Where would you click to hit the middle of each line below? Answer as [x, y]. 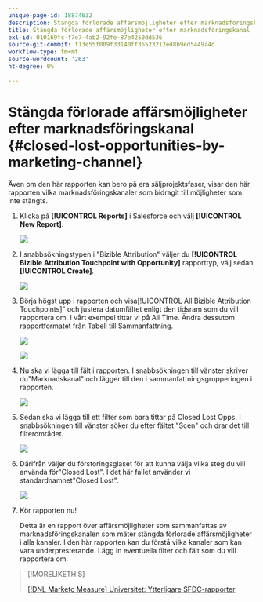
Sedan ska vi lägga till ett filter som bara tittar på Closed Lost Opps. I [130, 417]
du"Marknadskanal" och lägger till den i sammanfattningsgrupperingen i [136, 378]
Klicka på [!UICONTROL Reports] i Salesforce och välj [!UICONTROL [131, 216]
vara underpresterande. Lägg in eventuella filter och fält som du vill [128, 550]
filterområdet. [41, 433]
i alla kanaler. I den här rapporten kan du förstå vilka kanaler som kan [131, 542]
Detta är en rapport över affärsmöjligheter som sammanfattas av [123, 525]
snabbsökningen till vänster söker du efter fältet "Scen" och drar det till [134, 425]
